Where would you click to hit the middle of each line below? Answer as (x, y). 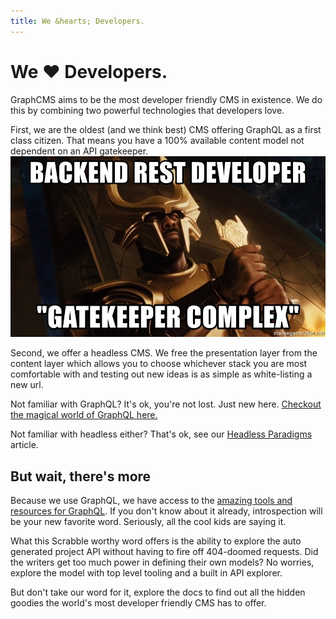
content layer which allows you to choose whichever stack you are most (159, 364)
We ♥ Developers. (89, 71)
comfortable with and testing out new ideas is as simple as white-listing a (161, 374)
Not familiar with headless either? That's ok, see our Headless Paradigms (161, 434)
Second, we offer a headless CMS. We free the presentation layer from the (164, 353)
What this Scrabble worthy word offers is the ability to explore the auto (156, 541)
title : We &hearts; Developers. (77, 21)
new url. (27, 385)
